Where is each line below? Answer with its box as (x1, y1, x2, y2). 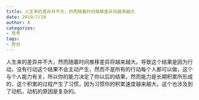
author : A (6, 19, 31, 25)
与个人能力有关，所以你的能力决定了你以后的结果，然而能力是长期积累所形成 (6, 73, 193, 80)
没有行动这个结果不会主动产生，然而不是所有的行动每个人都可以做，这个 (16, 65, 193, 72)
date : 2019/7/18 (6, 14, 46, 20)
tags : (6, 36, 20, 42)
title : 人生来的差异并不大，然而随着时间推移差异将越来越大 (6, 8, 135, 15)
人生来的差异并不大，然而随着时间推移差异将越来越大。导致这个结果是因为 (6, 58, 188, 65)
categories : (6, 25, 36, 31)
